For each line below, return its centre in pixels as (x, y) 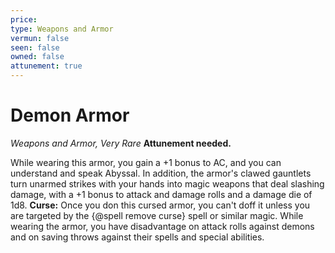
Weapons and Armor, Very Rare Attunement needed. (121, 143)
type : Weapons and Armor (62, 29)
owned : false (37, 57)
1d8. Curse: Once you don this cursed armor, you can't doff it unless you (160, 205)
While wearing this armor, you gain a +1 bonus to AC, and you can (146, 162)
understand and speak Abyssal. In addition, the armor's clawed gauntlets (161, 173)
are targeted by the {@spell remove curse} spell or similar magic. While (157, 215)
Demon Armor (70, 115)
